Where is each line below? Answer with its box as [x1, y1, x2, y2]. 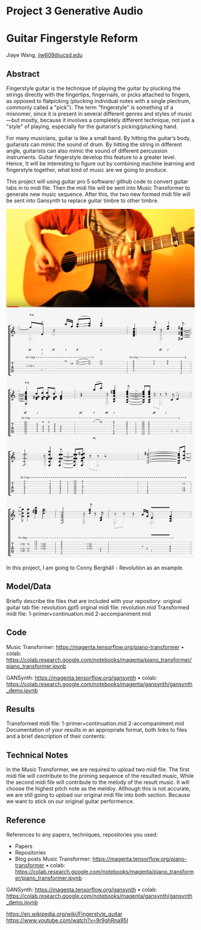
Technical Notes [6, 750, 69, 760]
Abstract [6, 69, 40, 79]
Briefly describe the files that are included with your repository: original [6, 597, 182, 604]
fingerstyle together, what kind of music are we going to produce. [6, 166, 168, 173]
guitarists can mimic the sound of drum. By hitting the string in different [6, 141, 182, 148]
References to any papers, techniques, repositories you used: [6, 831, 158, 838]
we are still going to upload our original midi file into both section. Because [6, 792, 190, 799]
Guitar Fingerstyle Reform [6, 32, 138, 46]
